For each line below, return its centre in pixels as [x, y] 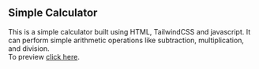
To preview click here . [44, 56]
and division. [29, 48]
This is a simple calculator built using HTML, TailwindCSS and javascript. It [129, 31]
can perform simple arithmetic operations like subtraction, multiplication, [126, 40]
